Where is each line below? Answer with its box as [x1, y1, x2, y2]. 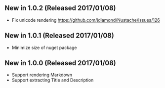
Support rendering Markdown [11, 72, 73, 78]
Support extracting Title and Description [11, 77, 94, 83]
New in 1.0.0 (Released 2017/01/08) [4, 59, 117, 67]
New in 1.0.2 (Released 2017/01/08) [4, 4, 116, 12]
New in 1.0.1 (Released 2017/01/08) [4, 32, 114, 40]
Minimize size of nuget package [11, 44, 77, 50]
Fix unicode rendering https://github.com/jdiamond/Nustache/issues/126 [11, 17, 160, 23]
